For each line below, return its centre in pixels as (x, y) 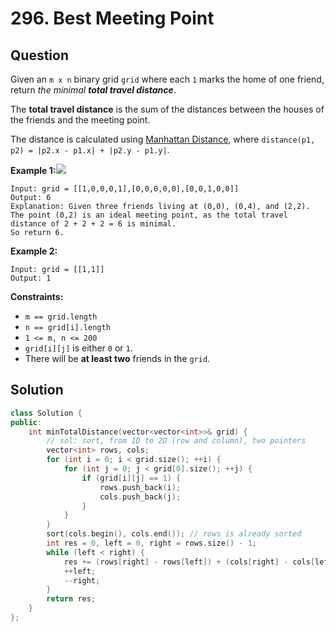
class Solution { (46, 413)
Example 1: (33, 170)
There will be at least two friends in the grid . (117, 358)
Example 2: (34, 251)
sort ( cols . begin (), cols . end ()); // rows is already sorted (174, 534)
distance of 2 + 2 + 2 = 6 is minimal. (93, 224)
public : (26, 422)
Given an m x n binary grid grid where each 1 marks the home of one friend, (167, 79)
